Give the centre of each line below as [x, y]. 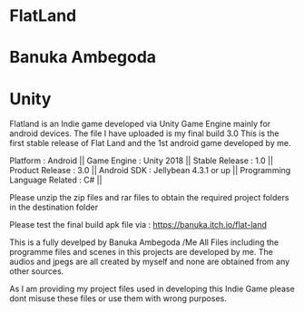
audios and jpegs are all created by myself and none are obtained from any [150, 262]
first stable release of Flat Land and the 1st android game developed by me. [150, 143]
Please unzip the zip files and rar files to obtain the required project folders [149, 198]
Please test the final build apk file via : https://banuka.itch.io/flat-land [138, 225]
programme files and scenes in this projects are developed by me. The [142, 252]
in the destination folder [54, 207]
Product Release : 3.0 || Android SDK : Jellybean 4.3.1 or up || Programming [150, 171]
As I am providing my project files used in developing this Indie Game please [152, 289]
